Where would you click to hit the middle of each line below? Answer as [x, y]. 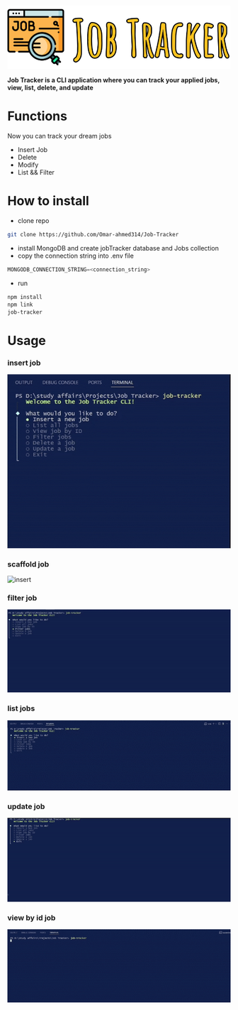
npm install [25, 297]
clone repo [33, 221]
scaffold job [28, 564]
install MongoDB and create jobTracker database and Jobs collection [118, 248]
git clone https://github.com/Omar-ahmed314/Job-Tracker [93, 235]
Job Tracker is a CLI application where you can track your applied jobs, [114, 80]
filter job [22, 598]
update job [26, 806]
